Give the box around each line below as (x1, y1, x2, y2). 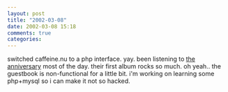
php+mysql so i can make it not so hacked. (7, 77, 130, 85)
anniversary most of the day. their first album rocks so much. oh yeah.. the (7, 62, 222, 71)
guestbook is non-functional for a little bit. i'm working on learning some (7, 70, 215, 78)
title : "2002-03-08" (7, 17, 68, 24)
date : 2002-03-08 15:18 (7, 23, 77, 30)
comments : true (7, 29, 52, 37)
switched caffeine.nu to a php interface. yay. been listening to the (7, 55, 196, 63)
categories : (7, 36, 42, 43)
